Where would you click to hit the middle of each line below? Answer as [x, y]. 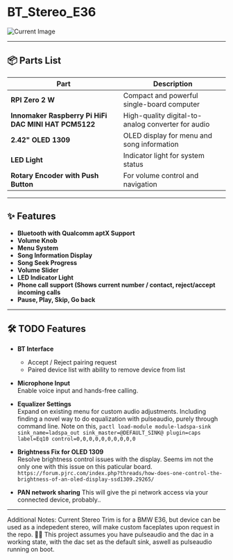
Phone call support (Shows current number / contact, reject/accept [116, 285]
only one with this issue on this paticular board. [85, 467]
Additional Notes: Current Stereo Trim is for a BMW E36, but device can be [114, 520]
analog [134, 124]
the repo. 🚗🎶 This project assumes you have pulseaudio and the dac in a [110, 535]
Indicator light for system [164, 155]
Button [22, 184]
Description [173, 83]
